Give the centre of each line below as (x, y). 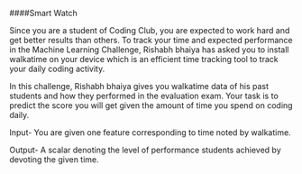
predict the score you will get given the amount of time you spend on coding (151, 105)
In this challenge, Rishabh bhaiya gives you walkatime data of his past (139, 86)
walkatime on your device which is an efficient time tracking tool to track (144, 59)
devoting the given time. (54, 160)
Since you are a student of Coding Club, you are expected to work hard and (150, 30)
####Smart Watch (44, 13)
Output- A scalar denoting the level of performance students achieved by (145, 150)
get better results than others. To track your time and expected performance (151, 40)
